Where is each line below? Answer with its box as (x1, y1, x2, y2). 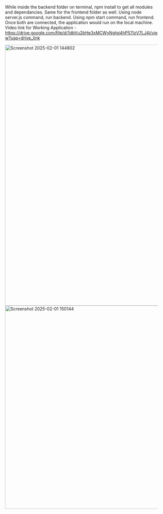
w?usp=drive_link (5, 35, 40, 41)
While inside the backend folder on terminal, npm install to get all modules (5, 4, 153, 10)
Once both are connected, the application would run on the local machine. (5, 19, 153, 25)
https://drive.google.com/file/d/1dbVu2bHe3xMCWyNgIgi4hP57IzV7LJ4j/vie (5, 30, 158, 35)
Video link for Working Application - (5, 25, 77, 31)
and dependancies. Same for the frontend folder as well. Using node (5, 9, 142, 15)
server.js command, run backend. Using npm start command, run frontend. (5, 15, 155, 20)
